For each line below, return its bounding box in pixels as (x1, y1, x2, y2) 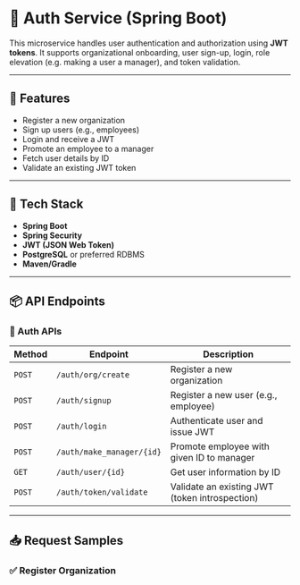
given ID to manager (170, 452, 255, 464)
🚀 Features (9, 91, 71, 106)
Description (203, 348, 254, 360)
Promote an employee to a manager (21, 143, 154, 154)
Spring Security (21, 230, 83, 241)
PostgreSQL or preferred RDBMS (21, 249, 146, 259)
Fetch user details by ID (21, 152, 110, 164)
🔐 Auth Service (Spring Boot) (9, 8, 228, 29)
